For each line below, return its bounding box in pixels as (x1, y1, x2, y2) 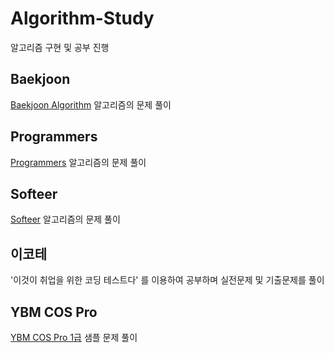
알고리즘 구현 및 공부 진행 (10, 41, 110, 53)
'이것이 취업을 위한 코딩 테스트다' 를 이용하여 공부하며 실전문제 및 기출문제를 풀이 (10, 274, 325, 286)
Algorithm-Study (10, 7, 155, 30)
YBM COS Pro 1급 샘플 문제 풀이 (10, 332, 138, 343)
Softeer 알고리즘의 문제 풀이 (10, 213, 121, 226)
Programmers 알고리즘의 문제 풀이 (10, 156, 147, 168)
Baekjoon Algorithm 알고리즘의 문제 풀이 (10, 98, 172, 111)
